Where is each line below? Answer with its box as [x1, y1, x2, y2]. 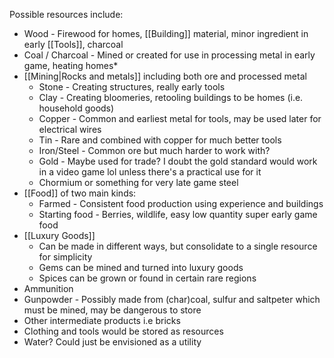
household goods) [38, 102, 115, 114]
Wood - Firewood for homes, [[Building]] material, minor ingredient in [23, 28, 309, 39]
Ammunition [23, 283, 74, 294]
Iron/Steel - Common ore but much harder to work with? [38, 145, 271, 156]
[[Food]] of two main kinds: [23, 187, 137, 199]
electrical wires [38, 124, 102, 135]
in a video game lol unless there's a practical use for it [38, 166, 262, 178]
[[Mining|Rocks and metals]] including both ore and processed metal [23, 70, 307, 82]
